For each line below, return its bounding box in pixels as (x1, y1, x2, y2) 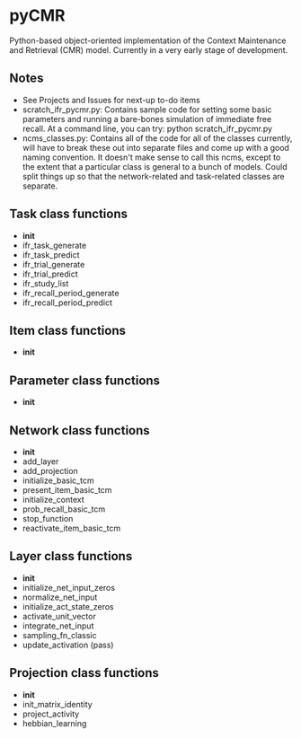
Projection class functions (9, 665, 160, 681)
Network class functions (9, 423, 150, 438)
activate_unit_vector (22, 611, 96, 621)
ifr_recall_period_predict (22, 297, 112, 308)
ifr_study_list (22, 277, 69, 288)
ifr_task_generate (22, 240, 87, 250)
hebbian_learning (22, 717, 87, 728)
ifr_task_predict (22, 249, 80, 260)
